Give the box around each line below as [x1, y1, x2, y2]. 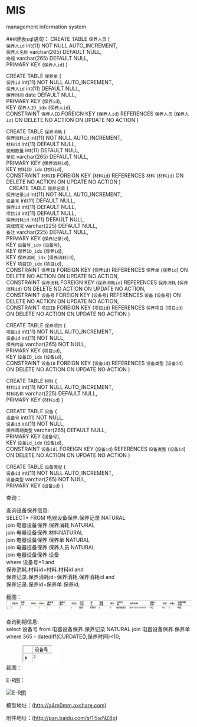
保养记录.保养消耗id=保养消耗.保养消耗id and [6, 573, 115, 580]
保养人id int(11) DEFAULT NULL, [6, 85, 81, 92]
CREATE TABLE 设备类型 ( [6, 463, 66, 470]
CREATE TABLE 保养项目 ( [6, 321, 66, 329]
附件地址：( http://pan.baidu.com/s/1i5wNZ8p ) [6, 714, 118, 721]
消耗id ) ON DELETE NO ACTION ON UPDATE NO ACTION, [6, 285, 146, 292]
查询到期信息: [6, 618, 40, 625]
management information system [6, 23, 87, 30]
